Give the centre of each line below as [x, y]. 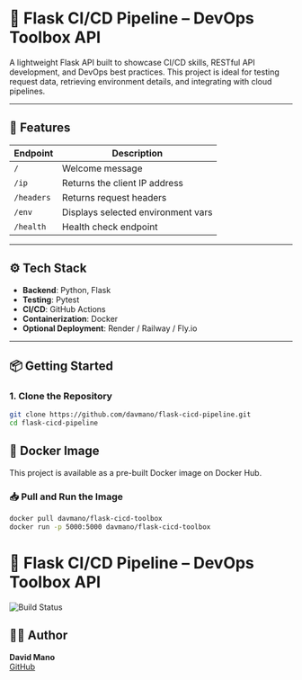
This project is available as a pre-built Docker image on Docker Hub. [136, 472]
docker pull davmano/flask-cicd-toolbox [86, 519]
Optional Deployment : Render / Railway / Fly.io [110, 328]
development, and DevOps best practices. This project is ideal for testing [145, 72]
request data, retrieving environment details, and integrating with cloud [141, 81]
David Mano [32, 657]
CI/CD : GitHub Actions [64, 309]
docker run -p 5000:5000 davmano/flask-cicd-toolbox [110, 527]
